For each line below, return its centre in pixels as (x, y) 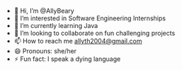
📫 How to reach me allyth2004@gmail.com (78, 41)
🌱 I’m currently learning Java (56, 26)
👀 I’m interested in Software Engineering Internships (90, 18)
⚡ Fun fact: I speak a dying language (67, 59)
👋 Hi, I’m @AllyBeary (44, 11)
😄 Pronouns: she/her (45, 51)
